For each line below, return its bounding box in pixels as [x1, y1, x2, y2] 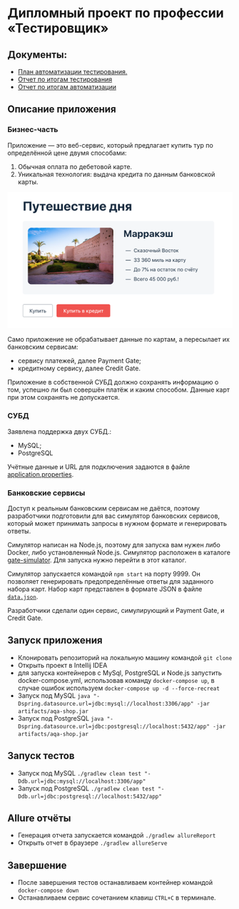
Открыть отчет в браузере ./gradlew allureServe [17, 838, 168, 847]
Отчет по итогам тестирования [17, 75, 113, 83]
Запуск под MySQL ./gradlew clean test [17, 768, 141, 777]
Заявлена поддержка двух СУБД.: [7, 427, 112, 436]
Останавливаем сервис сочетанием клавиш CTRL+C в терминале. [17, 893, 216, 902]
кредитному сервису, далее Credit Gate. [17, 364, 141, 372]
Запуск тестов [7, 750, 75, 762]
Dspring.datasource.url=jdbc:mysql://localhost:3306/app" [17, 700, 194, 707]
